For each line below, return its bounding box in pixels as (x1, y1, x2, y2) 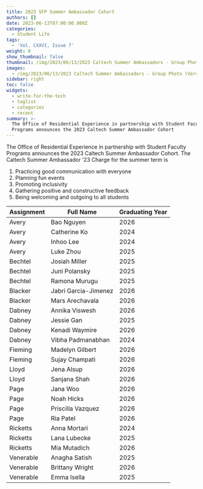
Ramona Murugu (51, 277, 98, 285)
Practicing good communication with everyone (14, 168, 132, 175)
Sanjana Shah (51, 375, 90, 383)
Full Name (67, 208, 97, 216)
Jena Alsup (51, 365, 83, 373)
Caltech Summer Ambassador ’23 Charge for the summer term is (6, 156, 168, 163)
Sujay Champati (51, 356, 95, 363)
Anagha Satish (51, 453, 92, 462)
